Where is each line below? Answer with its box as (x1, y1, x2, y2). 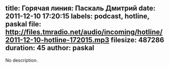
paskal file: (5, 20, 41, 28)
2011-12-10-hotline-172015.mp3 (5, 36, 110, 45)
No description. (5, 57, 38, 63)
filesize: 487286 (111, 36, 164, 45)
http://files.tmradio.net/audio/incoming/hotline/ (5, 28, 163, 37)
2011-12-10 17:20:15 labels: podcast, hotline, (5, 12, 150, 21)
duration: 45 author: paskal (5, 44, 95, 52)
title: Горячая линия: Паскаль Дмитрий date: (5, 4, 156, 13)
